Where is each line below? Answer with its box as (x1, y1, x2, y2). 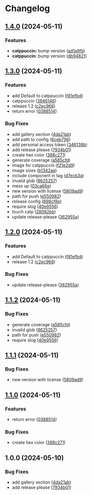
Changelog (5, 3, 50, 14)
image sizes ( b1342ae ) (12, 167, 57, 173)
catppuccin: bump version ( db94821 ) (12, 53, 87, 59)
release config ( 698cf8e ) (12, 198, 62, 204)
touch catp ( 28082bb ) (12, 208, 56, 214)
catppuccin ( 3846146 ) (12, 98, 57, 103)
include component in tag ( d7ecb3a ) (12, 172, 84, 178)
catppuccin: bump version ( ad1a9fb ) (12, 48, 85, 53)
